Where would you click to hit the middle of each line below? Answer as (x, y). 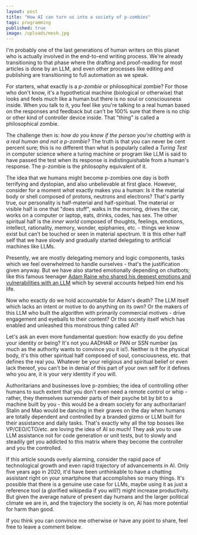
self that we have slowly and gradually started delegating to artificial (89, 240)
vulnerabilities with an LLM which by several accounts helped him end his (95, 283)
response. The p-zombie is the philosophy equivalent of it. (77, 166)
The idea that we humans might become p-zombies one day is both (88, 178)
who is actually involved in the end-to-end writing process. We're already (95, 56)
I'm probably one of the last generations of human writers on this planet (93, 50)
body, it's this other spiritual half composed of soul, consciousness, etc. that (98, 355)
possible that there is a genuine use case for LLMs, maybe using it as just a (97, 484)
